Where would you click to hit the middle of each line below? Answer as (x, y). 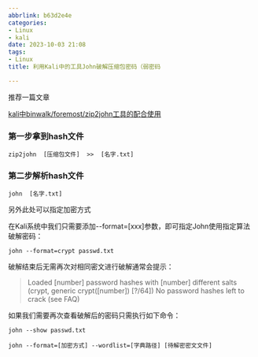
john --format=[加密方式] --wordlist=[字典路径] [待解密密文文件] (110, 346)
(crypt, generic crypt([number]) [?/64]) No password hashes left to (136, 291)
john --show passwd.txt (47, 331)
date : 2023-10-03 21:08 (47, 45)
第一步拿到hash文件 (46, 136)
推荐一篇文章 (29, 97)
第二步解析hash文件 (46, 176)
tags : (17, 52)
